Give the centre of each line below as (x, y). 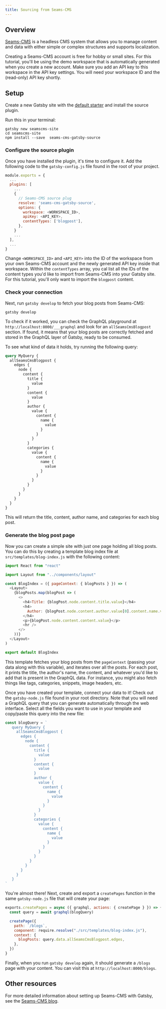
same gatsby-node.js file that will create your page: (58, 899)
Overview (21, 30)
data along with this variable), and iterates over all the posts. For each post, (82, 667)
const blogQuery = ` (26, 723)
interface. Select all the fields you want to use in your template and (73, 708)
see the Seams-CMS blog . (32, 1001)
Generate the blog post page (40, 535)
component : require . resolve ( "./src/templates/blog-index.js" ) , (81, 930)
